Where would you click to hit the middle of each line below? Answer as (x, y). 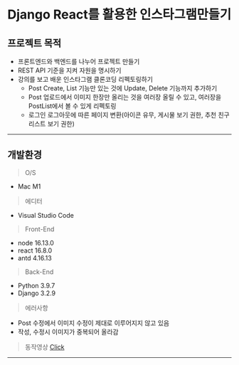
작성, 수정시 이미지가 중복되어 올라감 (68, 332)
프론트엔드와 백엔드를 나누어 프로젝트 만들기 (79, 62)
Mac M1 (29, 186)
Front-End (39, 229)
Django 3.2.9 (36, 293)
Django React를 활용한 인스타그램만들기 (119, 15)
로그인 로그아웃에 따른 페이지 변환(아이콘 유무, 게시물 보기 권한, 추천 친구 (129, 115)
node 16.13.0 (36, 243)
